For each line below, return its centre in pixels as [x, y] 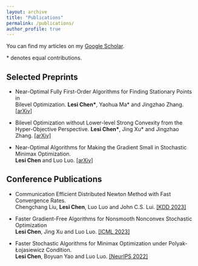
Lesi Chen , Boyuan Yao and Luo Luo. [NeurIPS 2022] [81, 256]
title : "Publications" [35, 18]
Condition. [59, 250]
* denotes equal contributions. [44, 58]
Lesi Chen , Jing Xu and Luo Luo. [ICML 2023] [72, 231]
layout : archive [27, 12]
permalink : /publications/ [40, 23]
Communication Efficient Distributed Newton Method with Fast [93, 194]
